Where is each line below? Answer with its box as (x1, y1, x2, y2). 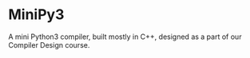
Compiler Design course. (8, 40, 90, 49)
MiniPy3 (8, 6, 65, 24)
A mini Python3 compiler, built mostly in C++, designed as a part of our (8, 32, 242, 41)
